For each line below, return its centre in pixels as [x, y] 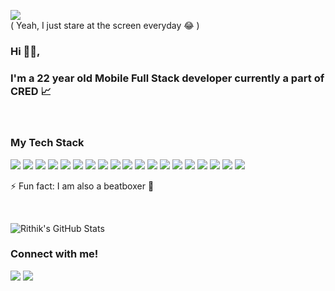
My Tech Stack [47, 143]
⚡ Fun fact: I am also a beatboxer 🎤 [82, 186]
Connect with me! [54, 254]
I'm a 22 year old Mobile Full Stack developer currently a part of [167, 78]
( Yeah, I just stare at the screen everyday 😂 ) [105, 25]
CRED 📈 [31, 91]
